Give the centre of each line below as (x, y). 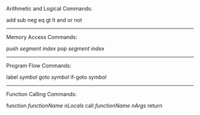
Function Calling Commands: (42, 94)
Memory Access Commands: (42, 37)
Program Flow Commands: (39, 66)
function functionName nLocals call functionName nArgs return (84, 106)
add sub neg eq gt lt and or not (44, 20)
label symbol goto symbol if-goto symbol (57, 77)
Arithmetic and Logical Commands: (49, 9)
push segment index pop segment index (55, 49)
